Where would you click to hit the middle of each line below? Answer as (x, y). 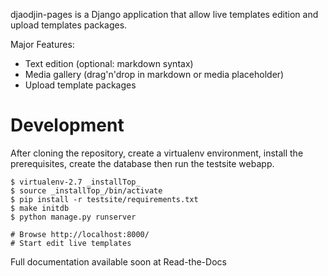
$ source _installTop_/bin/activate (86, 190)
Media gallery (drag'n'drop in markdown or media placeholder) (154, 74)
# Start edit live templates (71, 243)
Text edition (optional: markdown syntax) (109, 63)
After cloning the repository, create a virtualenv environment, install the (157, 153)
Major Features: (42, 44)
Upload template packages (80, 85)
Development (67, 125)
